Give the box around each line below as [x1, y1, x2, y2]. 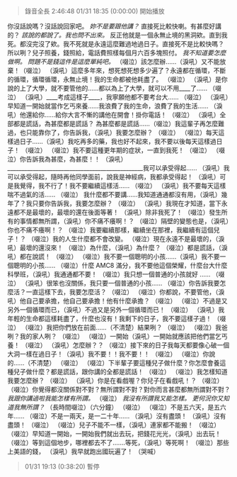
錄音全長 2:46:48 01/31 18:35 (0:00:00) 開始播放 [24, 7, 165, 15]
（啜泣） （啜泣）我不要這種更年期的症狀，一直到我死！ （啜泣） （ [21, 146, 219, 155]
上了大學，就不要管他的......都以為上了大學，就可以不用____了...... [19, 84, 207, 92]
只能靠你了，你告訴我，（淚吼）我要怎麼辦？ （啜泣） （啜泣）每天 [25, 128, 219, 137]
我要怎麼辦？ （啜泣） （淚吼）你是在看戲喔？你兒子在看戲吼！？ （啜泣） [7, 376, 224, 385]
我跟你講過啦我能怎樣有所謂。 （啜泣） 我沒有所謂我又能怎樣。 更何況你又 [7, 394, 224, 403]
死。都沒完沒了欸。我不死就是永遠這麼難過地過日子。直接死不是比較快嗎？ [7, 40, 224, 48]
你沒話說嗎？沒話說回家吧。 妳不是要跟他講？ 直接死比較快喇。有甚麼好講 [7, 22, 221, 30]
